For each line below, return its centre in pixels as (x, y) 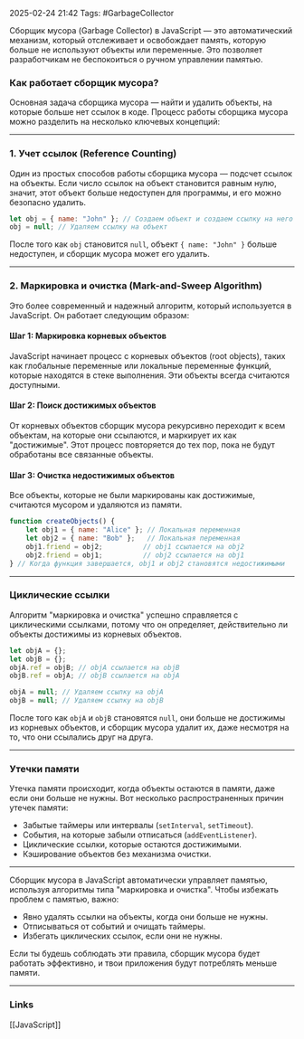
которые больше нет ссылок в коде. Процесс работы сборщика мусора (149, 112)
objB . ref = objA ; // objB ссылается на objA (95, 676)
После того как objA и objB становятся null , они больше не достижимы (147, 718)
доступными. (35, 384)
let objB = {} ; (38, 659)
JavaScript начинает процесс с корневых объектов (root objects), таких (147, 355)
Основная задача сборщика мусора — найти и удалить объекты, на (141, 102)
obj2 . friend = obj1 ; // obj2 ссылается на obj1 (135, 555)
